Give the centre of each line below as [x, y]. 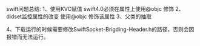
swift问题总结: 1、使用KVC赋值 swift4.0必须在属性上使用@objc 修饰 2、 [95, 9]
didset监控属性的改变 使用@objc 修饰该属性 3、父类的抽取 [79, 16]
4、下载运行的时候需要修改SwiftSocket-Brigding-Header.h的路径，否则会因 [100, 29]
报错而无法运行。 [28, 37]
